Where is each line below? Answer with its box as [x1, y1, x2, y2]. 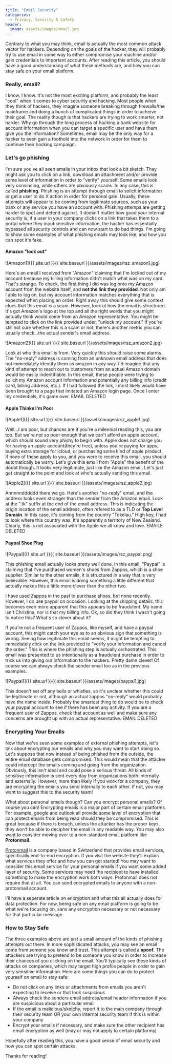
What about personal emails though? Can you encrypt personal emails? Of [5, 799, 162, 805]
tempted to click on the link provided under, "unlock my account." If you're [5, 319, 162, 325]
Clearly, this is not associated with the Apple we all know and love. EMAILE [5, 523, 163, 529]
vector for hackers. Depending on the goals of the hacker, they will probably [5, 46, 166, 52]
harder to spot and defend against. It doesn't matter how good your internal [5, 209, 165, 215]
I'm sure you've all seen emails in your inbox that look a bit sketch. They [5, 166, 157, 172]
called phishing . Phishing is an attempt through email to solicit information [5, 188, 162, 194]
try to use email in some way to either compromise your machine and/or [5, 52, 157, 58]
